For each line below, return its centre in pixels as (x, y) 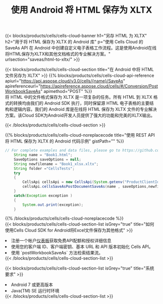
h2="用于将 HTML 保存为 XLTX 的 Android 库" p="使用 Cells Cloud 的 (74, 42)
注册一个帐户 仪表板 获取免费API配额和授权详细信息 (61, 241)
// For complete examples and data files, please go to (63, 151)
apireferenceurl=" (23, 86)
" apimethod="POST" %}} (66, 91)
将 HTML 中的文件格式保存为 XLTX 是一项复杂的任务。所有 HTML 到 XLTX (79, 97)
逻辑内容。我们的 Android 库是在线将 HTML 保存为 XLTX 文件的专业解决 (85, 109)
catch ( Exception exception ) (43, 196)
